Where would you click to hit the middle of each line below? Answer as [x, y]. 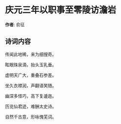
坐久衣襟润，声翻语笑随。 [31, 85]
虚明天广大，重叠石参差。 [31, 75]
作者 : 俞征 [15, 25]
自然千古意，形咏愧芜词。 [31, 117]
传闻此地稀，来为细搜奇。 [31, 54]
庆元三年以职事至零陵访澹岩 [61, 10]
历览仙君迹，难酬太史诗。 [31, 106]
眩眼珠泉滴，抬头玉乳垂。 [31, 65]
